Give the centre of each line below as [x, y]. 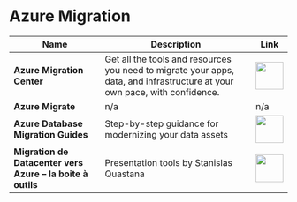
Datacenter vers [49, 162]
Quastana [125, 174]
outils [26, 184]
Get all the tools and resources [168, 59]
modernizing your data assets [166, 134]
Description [176, 44]
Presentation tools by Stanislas [168, 162]
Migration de [41, 152]
